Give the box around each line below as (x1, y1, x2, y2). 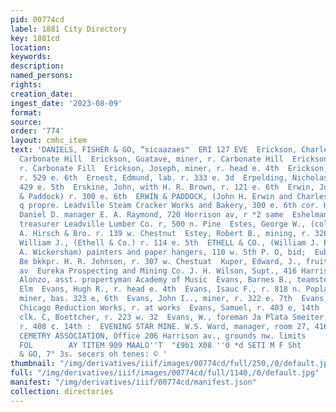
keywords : (10, 52, 52, 62)
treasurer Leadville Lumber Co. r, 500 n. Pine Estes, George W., (19, 219, 307, 230)
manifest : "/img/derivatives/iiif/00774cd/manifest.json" (10, 377, 257, 387)
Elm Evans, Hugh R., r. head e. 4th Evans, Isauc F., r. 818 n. (19, 284, 302, 295)
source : (10, 117, 43, 127)
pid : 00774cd (10, 14, 65, 25)
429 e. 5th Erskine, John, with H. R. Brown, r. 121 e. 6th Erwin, (19, 182, 315, 192)
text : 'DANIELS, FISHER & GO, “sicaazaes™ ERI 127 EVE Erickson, (10, 145, 298, 155)
